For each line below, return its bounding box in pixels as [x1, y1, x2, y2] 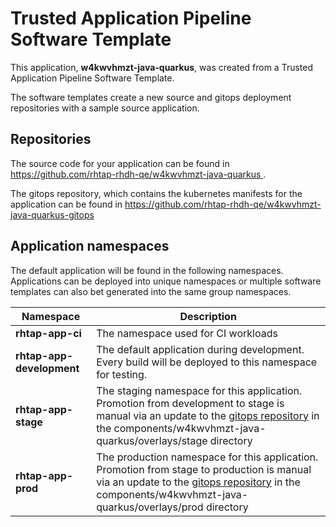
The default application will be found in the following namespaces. [10, 264, 284, 276]
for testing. [96, 367, 148, 381]
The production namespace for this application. [96, 450, 319, 464]
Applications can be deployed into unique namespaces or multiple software [10, 275, 322, 287]
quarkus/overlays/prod [96, 500, 204, 514]
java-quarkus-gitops [10, 208, 95, 221]
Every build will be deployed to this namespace [96, 355, 318, 369]
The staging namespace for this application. [96, 383, 303, 397]
